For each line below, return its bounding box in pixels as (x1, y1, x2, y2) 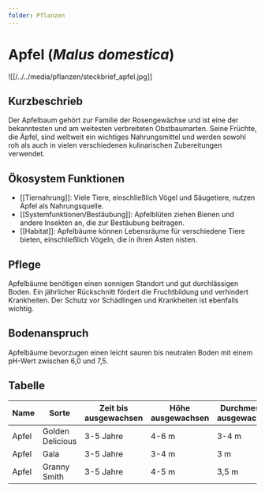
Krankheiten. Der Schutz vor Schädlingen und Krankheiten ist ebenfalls (8, 295, 239, 305)
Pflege (8, 257, 41, 271)
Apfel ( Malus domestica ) (8, 45, 175, 63)
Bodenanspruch (8, 327, 89, 340)
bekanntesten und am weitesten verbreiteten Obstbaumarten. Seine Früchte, (8, 124, 257, 133)
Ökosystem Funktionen (8, 171, 125, 186)
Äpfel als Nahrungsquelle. (19, 201, 104, 211)
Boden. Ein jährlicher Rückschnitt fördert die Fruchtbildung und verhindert (8, 287, 248, 296)
